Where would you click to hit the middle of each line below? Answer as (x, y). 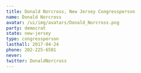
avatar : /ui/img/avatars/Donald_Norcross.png (63, 22)
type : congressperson (33, 39)
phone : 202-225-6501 (31, 50)
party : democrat (26, 28)
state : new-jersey (28, 34)
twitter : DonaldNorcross (36, 61)
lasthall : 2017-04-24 (33, 45)
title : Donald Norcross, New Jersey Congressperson (70, 11)
